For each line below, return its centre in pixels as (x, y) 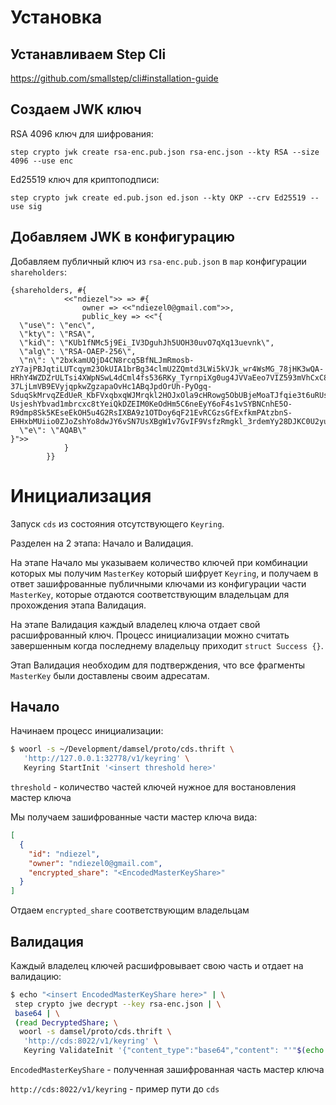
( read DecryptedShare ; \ (66, 1022)
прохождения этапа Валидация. (78, 605)
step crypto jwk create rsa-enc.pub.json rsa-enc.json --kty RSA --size (165, 152)
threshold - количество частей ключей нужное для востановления (153, 787)
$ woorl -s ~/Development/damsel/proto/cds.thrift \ (122, 749)
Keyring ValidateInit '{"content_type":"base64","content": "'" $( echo (174, 1051)
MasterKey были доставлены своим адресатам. (110, 675)
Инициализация (81, 495)
